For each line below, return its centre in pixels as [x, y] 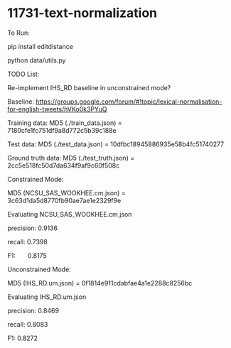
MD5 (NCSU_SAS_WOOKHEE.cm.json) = [66, 192]
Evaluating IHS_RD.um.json [47, 297]
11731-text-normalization [82, 13]
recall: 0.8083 [28, 324]
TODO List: [23, 74]
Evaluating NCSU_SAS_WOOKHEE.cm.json [70, 214]
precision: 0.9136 [33, 228]
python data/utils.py [37, 60]
